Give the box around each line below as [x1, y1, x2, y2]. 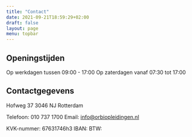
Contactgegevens [6, 86, 75, 96]
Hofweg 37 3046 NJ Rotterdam [6, 102, 83, 109]
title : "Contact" [6, 8, 49, 15]
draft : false [6, 20, 39, 26]
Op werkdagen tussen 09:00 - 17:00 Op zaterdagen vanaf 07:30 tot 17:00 [6, 68, 186, 76]
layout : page [6, 25, 39, 32]
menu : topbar [6, 31, 39, 37]
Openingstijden [6, 53, 65, 63]
